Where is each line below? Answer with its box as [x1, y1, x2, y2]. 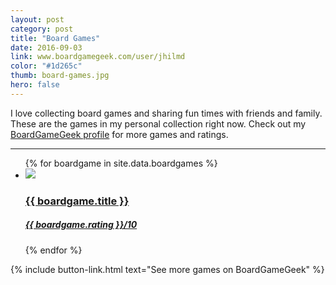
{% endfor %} [24, 244, 83, 256]
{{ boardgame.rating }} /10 [24, 219, 138, 231]
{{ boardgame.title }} [24, 194, 130, 208]
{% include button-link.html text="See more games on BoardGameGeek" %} [10, 263, 325, 275]
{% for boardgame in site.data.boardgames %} [24, 157, 218, 169]
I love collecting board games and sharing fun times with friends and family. [10, 107, 323, 119]
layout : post [10, 14, 65, 25]
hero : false [10, 80, 60, 90]
